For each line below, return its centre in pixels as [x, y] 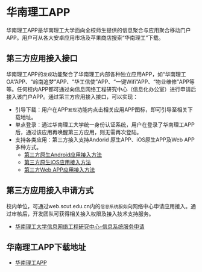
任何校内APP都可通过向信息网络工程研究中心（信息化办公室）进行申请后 [106, 89]
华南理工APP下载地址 [46, 247]
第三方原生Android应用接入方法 [63, 155]
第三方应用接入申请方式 [50, 190]
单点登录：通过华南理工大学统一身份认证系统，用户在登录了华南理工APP [105, 125]
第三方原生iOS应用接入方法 [58, 162]
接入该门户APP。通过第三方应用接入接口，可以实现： [72, 96]
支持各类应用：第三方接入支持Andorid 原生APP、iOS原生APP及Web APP [105, 140]
